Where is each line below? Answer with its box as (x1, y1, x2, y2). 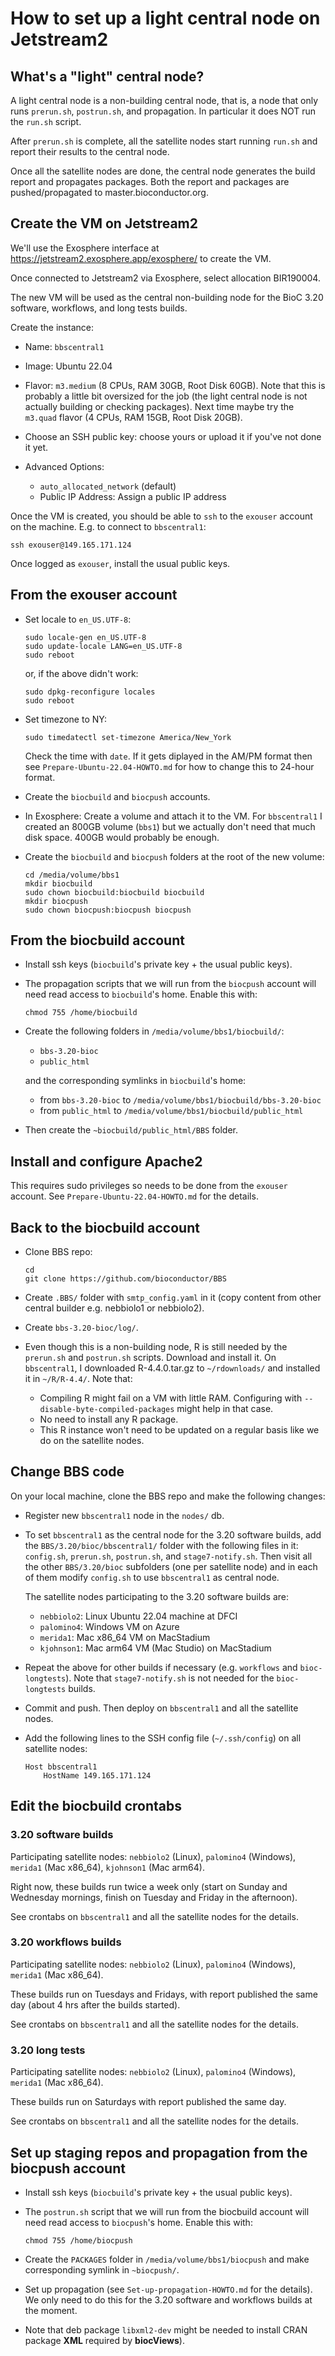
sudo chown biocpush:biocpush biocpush (24, 905, 192, 915)
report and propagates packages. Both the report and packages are (10, 176, 290, 187)
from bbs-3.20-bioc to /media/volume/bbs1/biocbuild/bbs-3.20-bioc (39, 1094, 322, 1106)
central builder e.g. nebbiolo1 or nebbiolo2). (24, 1302, 205, 1314)
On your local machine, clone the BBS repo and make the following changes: (10, 1490, 326, 1502)
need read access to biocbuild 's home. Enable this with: (24, 988, 258, 1001)
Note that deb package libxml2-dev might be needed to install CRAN (24, 2323, 308, 2336)
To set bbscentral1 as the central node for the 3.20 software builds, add (24, 1528, 322, 1541)
